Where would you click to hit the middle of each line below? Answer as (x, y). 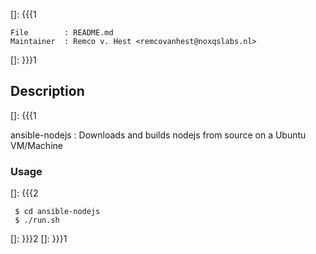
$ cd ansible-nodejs (57, 212)
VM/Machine (36, 145)
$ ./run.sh (37, 220)
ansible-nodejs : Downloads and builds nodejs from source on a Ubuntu (158, 135)
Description (47, 91)
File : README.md (62, 33)
